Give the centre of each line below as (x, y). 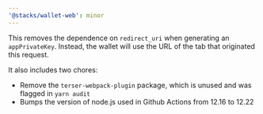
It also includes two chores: (53, 70)
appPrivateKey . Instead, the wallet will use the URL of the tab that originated (132, 46)
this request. (29, 54)
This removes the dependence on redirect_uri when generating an (119, 38)
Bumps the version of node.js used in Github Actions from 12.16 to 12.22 (137, 101)
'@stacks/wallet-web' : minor (56, 15)
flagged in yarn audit (55, 93)
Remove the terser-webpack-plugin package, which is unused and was (135, 85)
